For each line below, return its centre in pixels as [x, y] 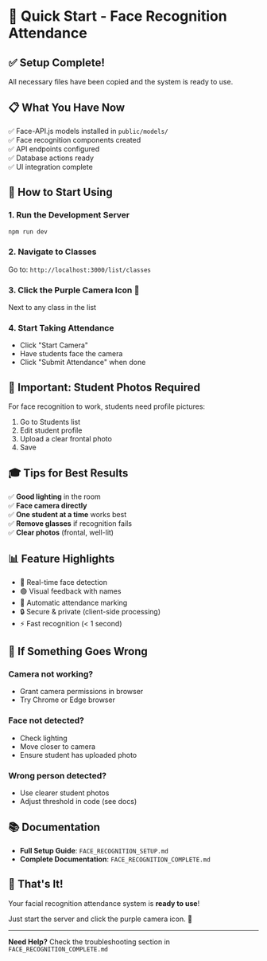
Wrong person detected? [58, 775]
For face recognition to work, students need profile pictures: [106, 406]
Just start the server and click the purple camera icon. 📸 [101, 919]
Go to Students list [50, 422]
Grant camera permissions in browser [81, 692]
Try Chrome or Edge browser [67, 700]
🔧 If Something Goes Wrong [78, 651]
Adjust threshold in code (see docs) [78, 801]
